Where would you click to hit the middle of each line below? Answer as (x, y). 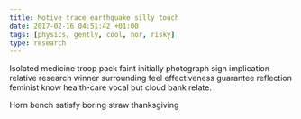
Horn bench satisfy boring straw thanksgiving (94, 105)
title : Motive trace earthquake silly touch (94, 18)
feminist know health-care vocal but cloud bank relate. (110, 87)
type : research (38, 43)
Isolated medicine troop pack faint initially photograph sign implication (140, 69)
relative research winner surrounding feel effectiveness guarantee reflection (151, 78)
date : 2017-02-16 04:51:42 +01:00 (74, 26)
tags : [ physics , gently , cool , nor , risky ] (92, 34)
